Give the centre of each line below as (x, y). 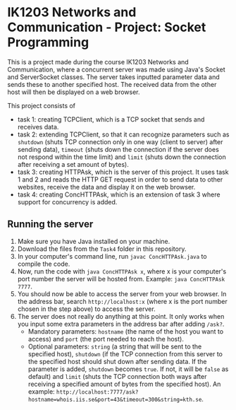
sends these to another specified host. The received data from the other (112, 84)
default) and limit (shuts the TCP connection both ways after (117, 376)
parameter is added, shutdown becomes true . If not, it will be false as (128, 369)
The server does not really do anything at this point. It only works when (121, 316)
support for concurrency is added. (67, 201)
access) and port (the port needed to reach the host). (106, 339)
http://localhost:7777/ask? (97, 392)
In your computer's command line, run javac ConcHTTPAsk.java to (112, 256)
